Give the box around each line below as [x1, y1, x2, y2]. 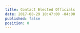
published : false [5, 16, 40, 21]
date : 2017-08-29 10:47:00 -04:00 [5, 12, 76, 16]
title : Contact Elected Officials [5, 7, 76, 12]
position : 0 [5, 20, 29, 26]
